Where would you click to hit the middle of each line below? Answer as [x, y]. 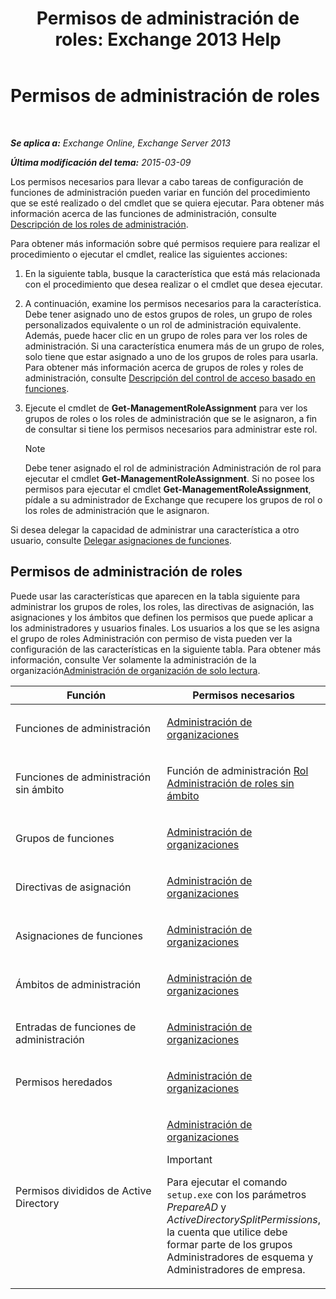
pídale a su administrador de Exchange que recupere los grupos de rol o [173, 499]
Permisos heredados [64, 1082]
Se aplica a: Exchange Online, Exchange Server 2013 [120, 143]
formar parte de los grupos [229, 1244]
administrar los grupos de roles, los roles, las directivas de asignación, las [162, 606]
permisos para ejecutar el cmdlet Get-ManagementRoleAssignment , [168, 489]
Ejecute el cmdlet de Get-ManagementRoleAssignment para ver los [166, 408]
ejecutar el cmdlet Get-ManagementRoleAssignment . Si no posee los [169, 478]
